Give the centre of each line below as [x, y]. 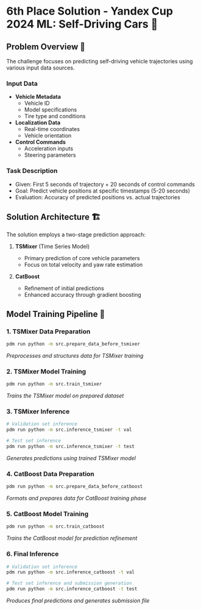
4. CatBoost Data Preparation [50, 473]
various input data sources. [41, 68]
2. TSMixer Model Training [46, 371]
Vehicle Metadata [38, 97]
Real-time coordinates [52, 129]
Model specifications [51, 110]
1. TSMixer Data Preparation [48, 332]
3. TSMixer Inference [38, 411]
